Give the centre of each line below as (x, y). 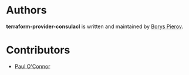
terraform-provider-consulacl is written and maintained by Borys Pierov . (95, 26)
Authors (26, 10)
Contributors (38, 50)
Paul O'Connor (32, 66)
